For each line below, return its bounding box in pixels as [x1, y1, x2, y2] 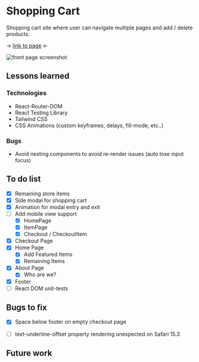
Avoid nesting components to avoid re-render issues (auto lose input [14, 150, 184, 157]
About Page [14, 264, 44, 271]
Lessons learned [6, 71, 70, 82]
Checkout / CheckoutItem [23, 231, 87, 238]
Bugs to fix [6, 303, 47, 313]
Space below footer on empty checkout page [14, 318, 127, 325]
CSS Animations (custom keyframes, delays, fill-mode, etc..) [14, 122, 164, 129]
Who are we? [23, 271, 57, 278]
